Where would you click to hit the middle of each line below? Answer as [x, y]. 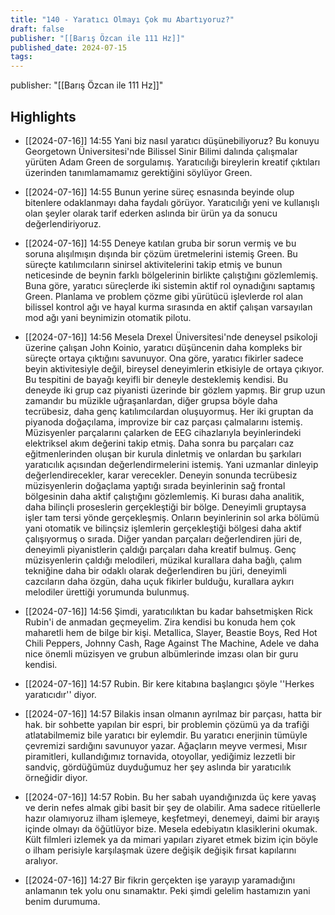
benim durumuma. [62, 901]
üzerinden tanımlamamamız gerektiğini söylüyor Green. [138, 172]
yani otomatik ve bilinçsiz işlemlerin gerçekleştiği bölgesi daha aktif [163, 528]
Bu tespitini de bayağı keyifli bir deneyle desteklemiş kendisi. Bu [156, 379]
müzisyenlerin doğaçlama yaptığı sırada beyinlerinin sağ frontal [155, 485]
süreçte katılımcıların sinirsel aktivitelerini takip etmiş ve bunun [153, 264]
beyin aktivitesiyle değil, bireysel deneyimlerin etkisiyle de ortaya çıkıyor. [174, 368]
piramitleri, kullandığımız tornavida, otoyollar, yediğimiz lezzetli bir [160, 756]
